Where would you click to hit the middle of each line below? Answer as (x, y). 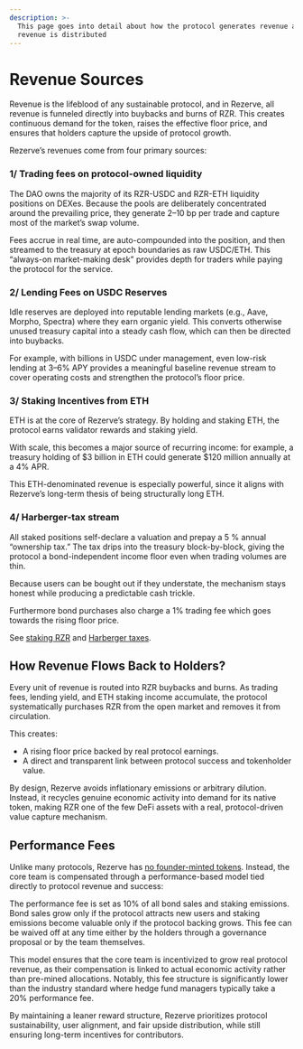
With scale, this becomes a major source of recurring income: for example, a (151, 447)
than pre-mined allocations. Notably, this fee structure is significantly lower (149, 979)
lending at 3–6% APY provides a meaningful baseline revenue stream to (143, 368)
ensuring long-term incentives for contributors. (97, 1035)
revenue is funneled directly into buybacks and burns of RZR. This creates (147, 114)
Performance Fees (62, 845)
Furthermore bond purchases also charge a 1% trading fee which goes (140, 610)
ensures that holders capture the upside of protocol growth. (120, 133)
